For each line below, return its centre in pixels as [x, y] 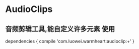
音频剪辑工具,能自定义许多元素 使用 [60, 29]
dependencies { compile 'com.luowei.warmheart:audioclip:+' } [70, 41]
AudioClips [29, 9]
